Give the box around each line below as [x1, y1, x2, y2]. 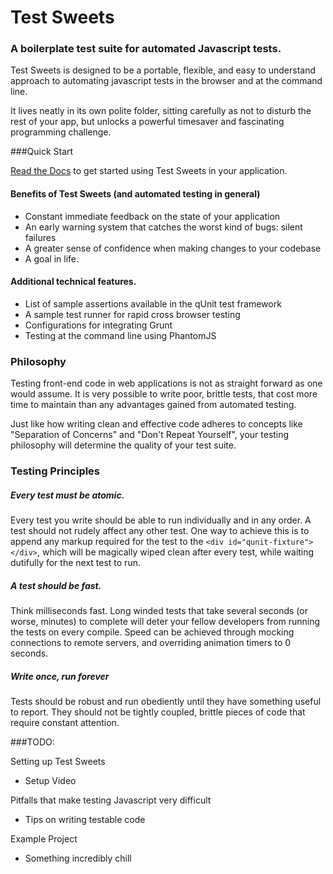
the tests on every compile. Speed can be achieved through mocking [10, 626, 295, 638]
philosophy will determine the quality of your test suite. [10, 439, 237, 451]
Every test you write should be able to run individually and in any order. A [10, 514, 312, 526]
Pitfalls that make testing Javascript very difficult [10, 794, 212, 806]
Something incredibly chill [24, 852, 132, 865]
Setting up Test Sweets [10, 756, 106, 768]
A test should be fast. [10, 579, 102, 591]
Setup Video [24, 775, 77, 787]
